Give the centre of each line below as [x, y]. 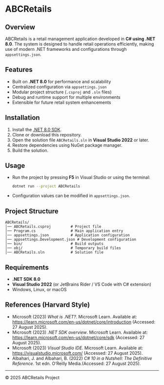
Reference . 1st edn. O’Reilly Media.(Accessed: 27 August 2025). [76, 363]
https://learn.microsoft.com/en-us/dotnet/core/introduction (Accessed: [83, 322]
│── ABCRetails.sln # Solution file [54, 252]
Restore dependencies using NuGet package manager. [67, 145]
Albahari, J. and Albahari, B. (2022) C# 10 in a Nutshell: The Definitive [82, 358]
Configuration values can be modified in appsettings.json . [71, 196]
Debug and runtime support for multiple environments [66, 97]
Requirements [27, 267]
